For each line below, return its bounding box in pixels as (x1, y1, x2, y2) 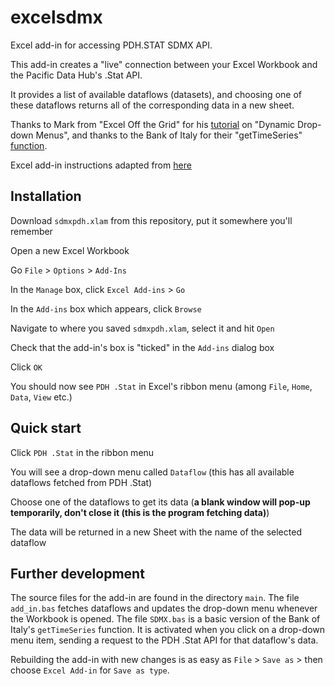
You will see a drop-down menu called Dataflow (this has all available (10, 466, 295, 478)
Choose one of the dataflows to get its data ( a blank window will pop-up (10, 496, 311, 508)
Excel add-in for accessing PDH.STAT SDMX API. (10, 39, 213, 51)
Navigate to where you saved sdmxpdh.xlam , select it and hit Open (10, 322, 275, 334)
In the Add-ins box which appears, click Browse (10, 302, 202, 315)
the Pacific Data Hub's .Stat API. (10, 69, 143, 81)
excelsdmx (10, 6, 103, 29)
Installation (10, 188, 82, 205)
